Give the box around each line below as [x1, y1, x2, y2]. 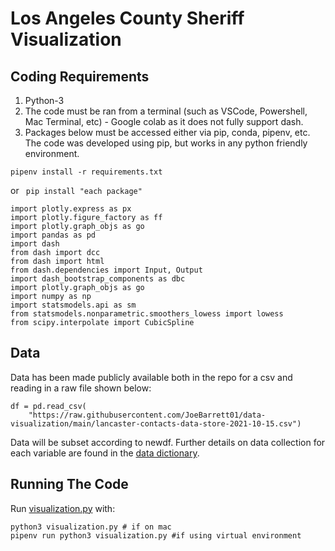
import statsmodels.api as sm [10, 300, 137, 310]
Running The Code [10, 476, 129, 493]
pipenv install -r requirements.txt [10, 167, 163, 177]
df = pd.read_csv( [10, 401, 87, 411]
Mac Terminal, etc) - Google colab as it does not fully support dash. [24, 116, 304, 127]
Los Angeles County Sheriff [10, 7, 245, 30]
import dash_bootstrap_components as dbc [10, 274, 186, 284]
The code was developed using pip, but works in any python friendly [24, 137, 308, 149]
